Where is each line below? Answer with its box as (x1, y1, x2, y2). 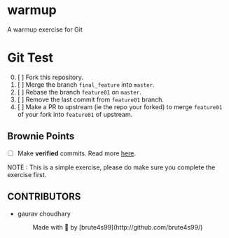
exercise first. (7, 170, 47, 178)
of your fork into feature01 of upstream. (17, 110, 133, 118)
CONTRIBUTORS (7, 191, 81, 203)
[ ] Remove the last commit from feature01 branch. (17, 95, 165, 104)
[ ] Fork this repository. (17, 73, 84, 81)
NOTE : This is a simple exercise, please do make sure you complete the (7, 163, 216, 171)
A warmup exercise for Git (7, 25, 83, 34)
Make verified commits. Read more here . (17, 149, 137, 157)
